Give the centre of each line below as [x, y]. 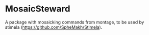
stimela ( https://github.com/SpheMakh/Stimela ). [54, 27]
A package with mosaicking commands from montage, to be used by [75, 22]
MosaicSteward [38, 9]
